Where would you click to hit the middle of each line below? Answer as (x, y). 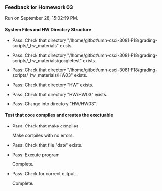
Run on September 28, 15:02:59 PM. (42, 18)
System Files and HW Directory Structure (48, 29)
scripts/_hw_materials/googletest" (47, 60)
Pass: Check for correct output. (44, 173)
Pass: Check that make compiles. (46, 126)
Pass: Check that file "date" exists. (47, 145)
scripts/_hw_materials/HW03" (43, 75)
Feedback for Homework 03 (39, 7)
